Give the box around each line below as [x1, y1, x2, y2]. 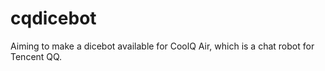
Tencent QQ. [10, 50, 63, 62]
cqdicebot [10, 7, 97, 30]
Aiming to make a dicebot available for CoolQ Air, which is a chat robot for [10, 40, 315, 52]
